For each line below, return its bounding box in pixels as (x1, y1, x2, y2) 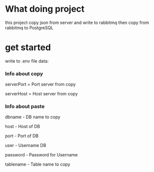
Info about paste (5, 103, 45, 110)
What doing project (5, 3, 85, 15)
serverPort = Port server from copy (5, 82, 76, 87)
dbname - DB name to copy (5, 114, 61, 120)
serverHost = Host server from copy (5, 91, 78, 97)
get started (5, 42, 51, 53)
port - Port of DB (5, 133, 39, 139)
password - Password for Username (5, 152, 78, 158)
